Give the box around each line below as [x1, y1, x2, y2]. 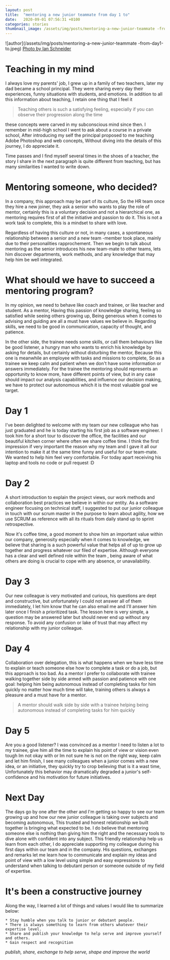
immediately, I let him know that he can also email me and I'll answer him [5, 603, 157, 609]
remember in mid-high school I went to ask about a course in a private [5, 127, 152, 133]
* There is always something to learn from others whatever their [5, 922, 148, 927]
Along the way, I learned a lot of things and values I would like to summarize [5, 902, 163, 909]
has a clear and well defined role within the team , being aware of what [5, 552, 153, 558]
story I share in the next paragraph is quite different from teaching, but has [5, 158, 161, 164]
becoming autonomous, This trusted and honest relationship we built [5, 819, 149, 825]
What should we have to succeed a [5, 275, 155, 286]
